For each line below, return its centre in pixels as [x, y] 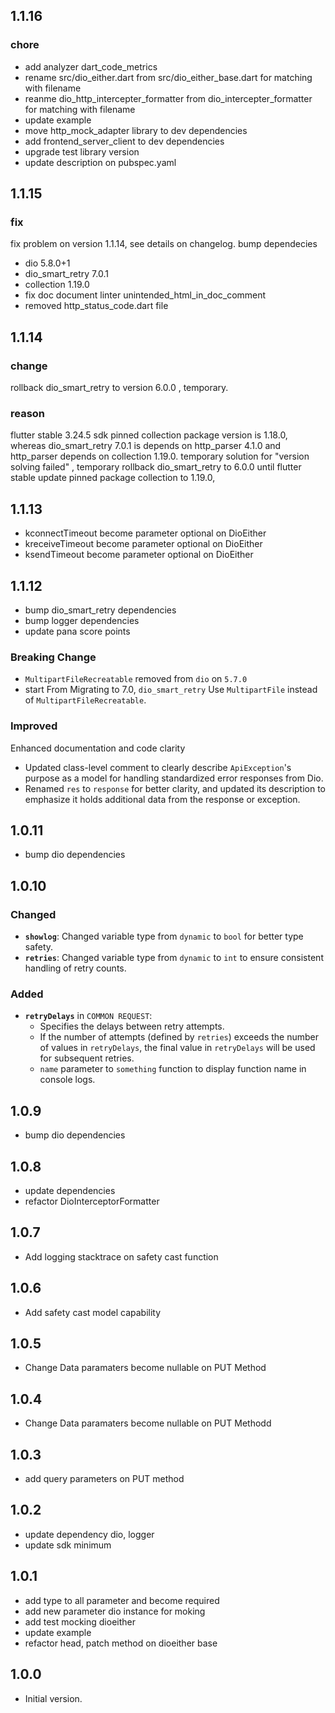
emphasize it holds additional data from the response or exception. [162, 799]
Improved [34, 726]
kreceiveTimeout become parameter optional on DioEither [143, 544]
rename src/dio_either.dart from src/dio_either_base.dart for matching [168, 77]
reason [28, 413]
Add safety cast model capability [93, 1312]
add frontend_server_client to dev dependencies [124, 141]
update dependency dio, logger [89, 1534]
